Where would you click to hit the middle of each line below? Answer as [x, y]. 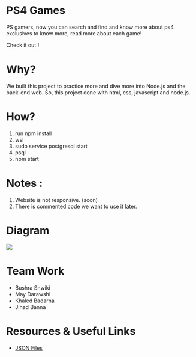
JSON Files [29, 348]
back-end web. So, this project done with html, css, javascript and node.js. [98, 92]
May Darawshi [33, 294]
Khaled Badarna [35, 301]
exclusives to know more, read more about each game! [74, 33]
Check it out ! [23, 45]
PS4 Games [36, 11]
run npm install [33, 133]
